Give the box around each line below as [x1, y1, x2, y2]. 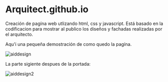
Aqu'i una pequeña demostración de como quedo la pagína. [5, 41, 132, 47]
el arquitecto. [5, 31, 33, 37]
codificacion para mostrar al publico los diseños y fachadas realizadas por [5, 25, 162, 32]
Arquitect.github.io [5, 4, 89, 15]
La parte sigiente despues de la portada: [5, 61, 91, 67]
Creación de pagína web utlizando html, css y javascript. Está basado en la [5, 20, 163, 26]
